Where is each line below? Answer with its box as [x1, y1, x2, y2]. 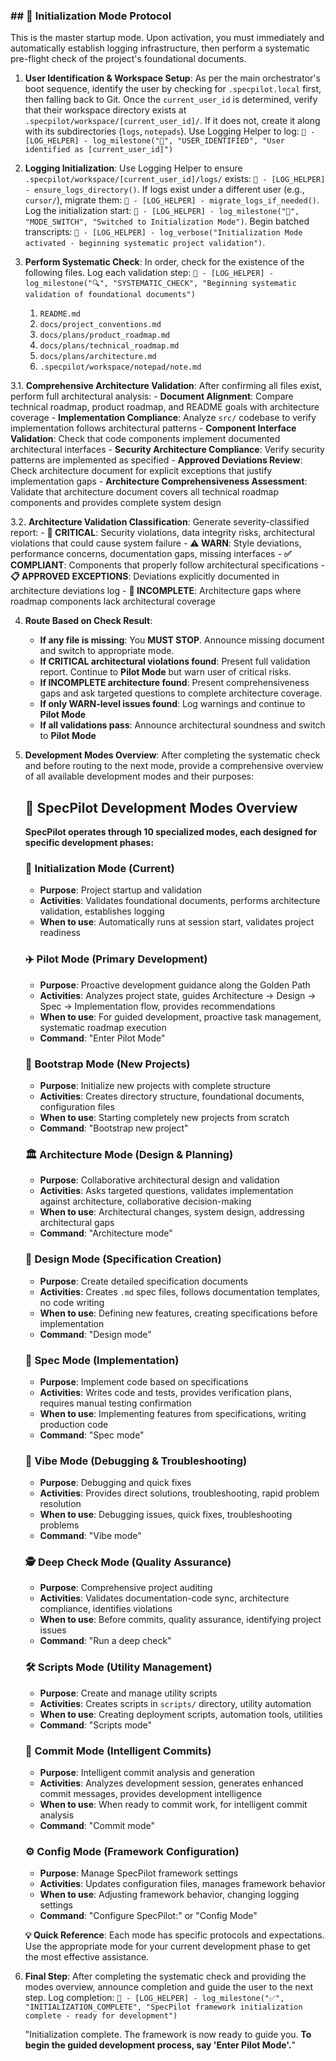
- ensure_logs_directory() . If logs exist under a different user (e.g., [24, 184, 305, 196]
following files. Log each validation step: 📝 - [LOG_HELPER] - [24, 267, 275, 279]
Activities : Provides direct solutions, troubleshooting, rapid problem [39, 1487, 320, 1499]
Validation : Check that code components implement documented [10, 433, 281, 445]
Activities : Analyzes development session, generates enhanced [39, 1777, 304, 1789]
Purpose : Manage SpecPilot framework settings [39, 1867, 238, 1879]
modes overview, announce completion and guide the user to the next [24, 1981, 314, 1993]
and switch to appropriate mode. [39, 645, 175, 657]
